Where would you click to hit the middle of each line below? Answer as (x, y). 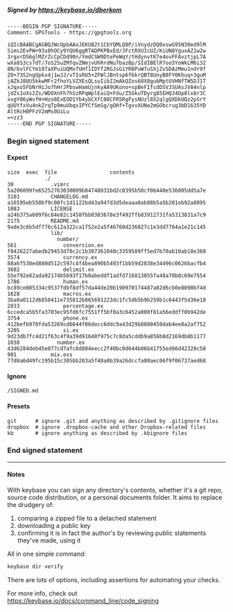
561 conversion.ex (55, 246)
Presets (18, 406)
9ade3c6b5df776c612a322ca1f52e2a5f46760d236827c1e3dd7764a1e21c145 (107, 227)
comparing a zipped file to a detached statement (87, 518)
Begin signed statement (48, 141)
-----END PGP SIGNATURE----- (49, 124)
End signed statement (45, 450)
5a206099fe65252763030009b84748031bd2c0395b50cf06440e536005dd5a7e (107, 191)
